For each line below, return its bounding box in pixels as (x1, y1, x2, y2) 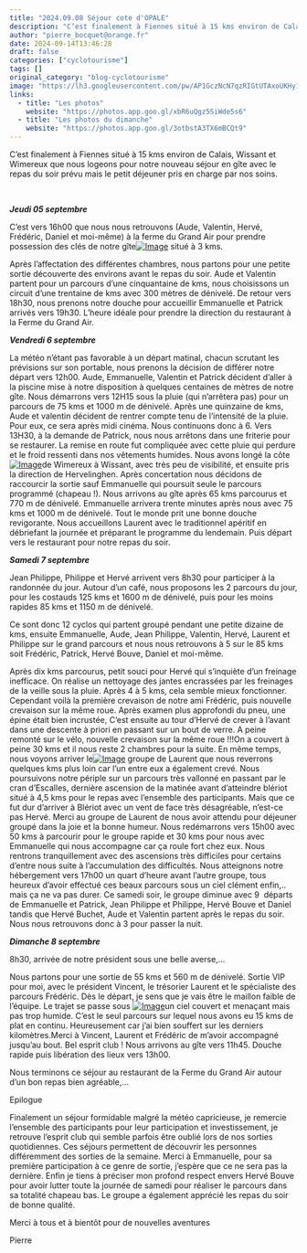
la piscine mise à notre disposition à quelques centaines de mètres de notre (9, 381, 294, 392)
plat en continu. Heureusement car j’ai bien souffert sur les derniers (9, 1020, 264, 1031)
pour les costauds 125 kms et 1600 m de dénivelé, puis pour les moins (9, 591, 274, 602)
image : (9, 81, 35, 90)
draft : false (9, 48, 59, 57)
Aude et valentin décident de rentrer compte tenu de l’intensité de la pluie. (9, 410, 289, 421)
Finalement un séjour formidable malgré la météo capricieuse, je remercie (9, 1112, 287, 1122)
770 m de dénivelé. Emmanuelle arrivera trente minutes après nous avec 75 (9, 498, 293, 508)
